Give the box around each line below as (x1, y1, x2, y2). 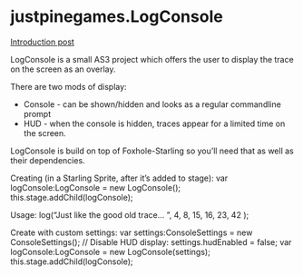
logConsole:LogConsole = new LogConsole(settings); (10, 246, 211, 257)
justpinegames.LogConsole (10, 6, 223, 27)
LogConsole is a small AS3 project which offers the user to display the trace (10, 54, 294, 64)
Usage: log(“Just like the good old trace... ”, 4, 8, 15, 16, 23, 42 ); (10, 209, 249, 220)
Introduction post (10, 36, 75, 47)
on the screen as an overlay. (10, 64, 116, 74)
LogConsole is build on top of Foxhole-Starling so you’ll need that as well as (10, 145, 294, 156)
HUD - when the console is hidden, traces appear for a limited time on (23, 118, 286, 129)
